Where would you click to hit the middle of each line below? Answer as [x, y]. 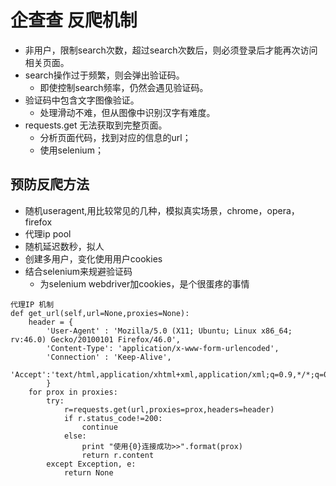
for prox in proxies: [73, 392]
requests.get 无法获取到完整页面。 [96, 125]
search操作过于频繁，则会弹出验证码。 [104, 75]
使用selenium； [71, 150]
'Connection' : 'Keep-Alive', [109, 357]
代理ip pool [48, 233]
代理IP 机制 [32, 304]
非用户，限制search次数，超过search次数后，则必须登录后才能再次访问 [171, 50]
